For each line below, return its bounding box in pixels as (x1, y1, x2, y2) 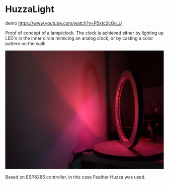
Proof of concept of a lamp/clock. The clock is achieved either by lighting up (5, 30, 164, 36)
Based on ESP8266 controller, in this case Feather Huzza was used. (5, 174, 146, 180)
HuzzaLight (5, 4, 54, 15)
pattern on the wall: (5, 40, 46, 46)
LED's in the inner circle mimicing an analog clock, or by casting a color (5, 35, 153, 41)
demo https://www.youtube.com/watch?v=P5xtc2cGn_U (5, 20, 122, 26)
